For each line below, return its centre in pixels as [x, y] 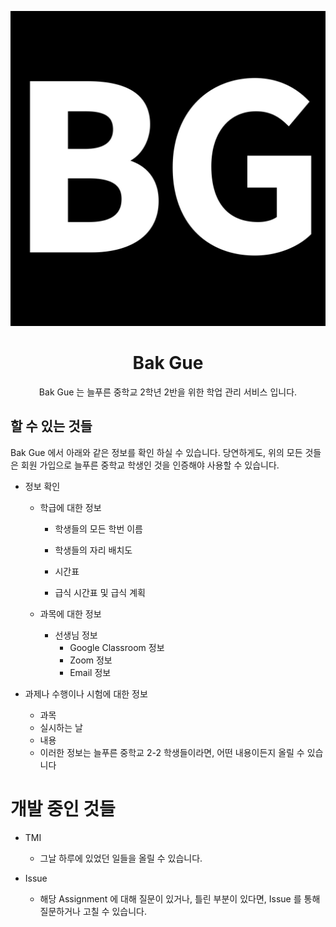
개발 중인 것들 [63, 808]
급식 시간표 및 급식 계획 [100, 592]
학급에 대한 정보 [70, 507]
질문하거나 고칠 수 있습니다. [93, 911]
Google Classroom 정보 [117, 647]
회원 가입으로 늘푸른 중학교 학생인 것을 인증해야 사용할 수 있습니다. [150, 465]
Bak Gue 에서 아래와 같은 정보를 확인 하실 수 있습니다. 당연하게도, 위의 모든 [156, 452]
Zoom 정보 [91, 660]
